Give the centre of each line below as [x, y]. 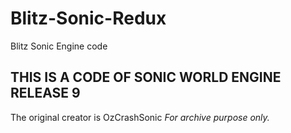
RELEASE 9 [45, 93]
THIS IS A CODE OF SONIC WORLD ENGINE [146, 77]
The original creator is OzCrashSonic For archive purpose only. [140, 117]
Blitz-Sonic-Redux [88, 18]
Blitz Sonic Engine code [59, 46]
